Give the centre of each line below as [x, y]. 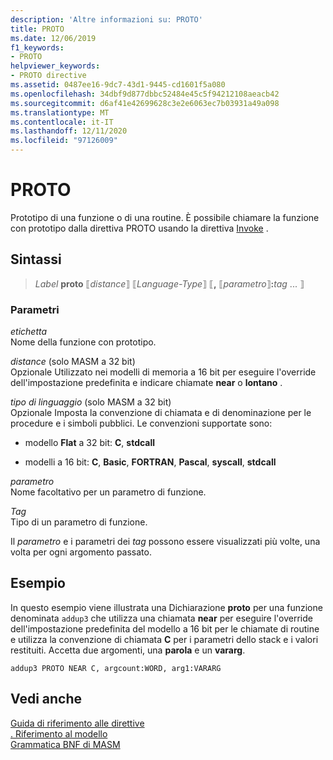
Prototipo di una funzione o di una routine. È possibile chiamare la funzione [165, 217]
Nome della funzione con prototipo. [83, 342]
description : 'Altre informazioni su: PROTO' [106, 19]
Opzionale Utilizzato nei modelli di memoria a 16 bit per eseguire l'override [163, 372]
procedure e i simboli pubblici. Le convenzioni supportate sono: [141, 423]
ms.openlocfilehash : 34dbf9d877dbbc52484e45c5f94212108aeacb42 [145, 94]
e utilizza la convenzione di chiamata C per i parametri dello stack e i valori [164, 639]
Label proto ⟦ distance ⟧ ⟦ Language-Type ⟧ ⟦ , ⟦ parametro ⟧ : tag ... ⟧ [169, 283]
